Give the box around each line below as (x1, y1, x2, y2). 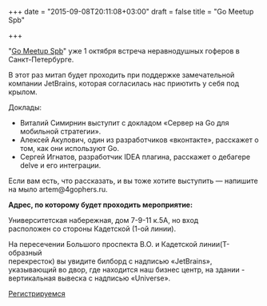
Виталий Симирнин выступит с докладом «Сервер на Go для (19, 118, 229, 127)
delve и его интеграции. (19, 161, 102, 170)
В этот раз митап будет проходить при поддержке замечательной (8, 70, 235, 79)
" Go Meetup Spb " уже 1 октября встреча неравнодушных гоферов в (8, 46, 240, 55)
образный (8, 248, 42, 257)
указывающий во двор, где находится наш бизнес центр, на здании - (8, 265, 245, 274)
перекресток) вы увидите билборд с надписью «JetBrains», (8, 256, 213, 266)
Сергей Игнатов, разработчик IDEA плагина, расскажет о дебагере (19, 152, 250, 161)
